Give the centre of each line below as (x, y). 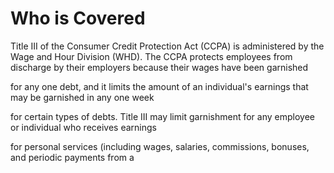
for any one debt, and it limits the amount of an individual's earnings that (159, 86)
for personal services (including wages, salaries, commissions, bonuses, (160, 146)
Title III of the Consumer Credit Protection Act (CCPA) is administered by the (167, 46)
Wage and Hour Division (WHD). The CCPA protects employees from (151, 56)
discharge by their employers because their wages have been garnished (159, 67)
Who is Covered (78, 18)
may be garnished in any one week (82, 97)
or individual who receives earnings (83, 127)
